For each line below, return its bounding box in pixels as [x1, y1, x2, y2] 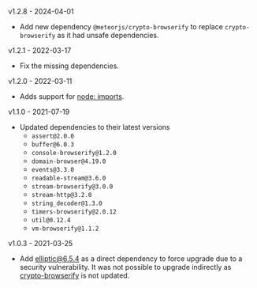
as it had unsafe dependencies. [57, 31, 159, 40]
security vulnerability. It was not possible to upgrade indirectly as [19, 263, 232, 271]
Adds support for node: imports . [19, 92, 125, 101]
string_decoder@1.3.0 [31, 199, 102, 207]
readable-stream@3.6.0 [31, 174, 106, 182]
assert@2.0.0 [31, 132, 75, 140]
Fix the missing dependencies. [19, 61, 120, 70]
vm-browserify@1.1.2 [31, 225, 99, 233]
